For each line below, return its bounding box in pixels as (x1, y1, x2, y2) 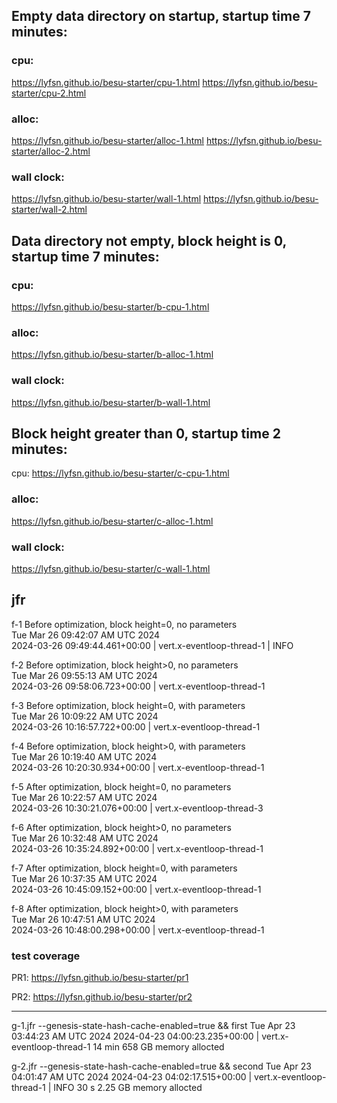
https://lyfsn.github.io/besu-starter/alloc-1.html (11, 134, 205, 146)
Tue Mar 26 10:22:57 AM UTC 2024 (11, 791, 158, 803)
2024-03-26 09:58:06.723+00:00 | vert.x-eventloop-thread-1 (11, 680, 266, 692)
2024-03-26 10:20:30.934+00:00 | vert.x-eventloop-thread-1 (11, 761, 265, 773)
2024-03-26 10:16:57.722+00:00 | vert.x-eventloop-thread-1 (11, 720, 261, 733)
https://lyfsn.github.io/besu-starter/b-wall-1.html (11, 396, 211, 408)
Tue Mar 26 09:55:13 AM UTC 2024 (11, 669, 158, 681)
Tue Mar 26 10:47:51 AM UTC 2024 (11, 913, 156, 925)
